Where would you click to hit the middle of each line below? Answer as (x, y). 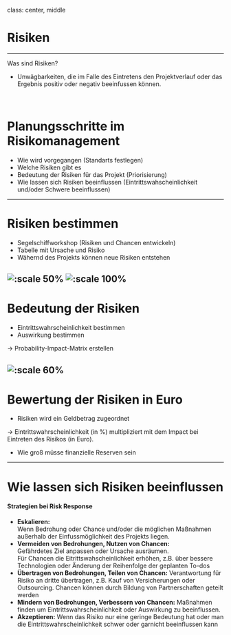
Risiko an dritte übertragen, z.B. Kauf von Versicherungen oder (106, 580)
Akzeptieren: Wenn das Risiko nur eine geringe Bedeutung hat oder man (120, 616)
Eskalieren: (33, 521)
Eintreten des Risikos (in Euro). (51, 439)
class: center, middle (36, 10)
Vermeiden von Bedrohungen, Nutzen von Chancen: (93, 543)
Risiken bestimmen (63, 224)
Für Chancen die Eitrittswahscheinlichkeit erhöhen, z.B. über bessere (115, 558)
